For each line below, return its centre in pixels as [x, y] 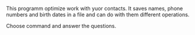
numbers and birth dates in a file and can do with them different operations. [98, 15]
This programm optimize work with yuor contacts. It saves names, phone [95, 8]
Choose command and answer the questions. [61, 26]
